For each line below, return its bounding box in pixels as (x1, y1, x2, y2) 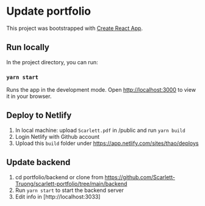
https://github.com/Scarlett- (104, 173, 176, 181)
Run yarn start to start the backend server (15, 186, 124, 194)
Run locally (6, 42, 50, 53)
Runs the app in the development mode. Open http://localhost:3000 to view (6, 86, 196, 94)
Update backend (6, 157, 71, 167)
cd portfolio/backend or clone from (15, 173, 104, 181)
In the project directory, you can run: (6, 58, 98, 65)
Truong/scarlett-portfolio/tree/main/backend (15, 180, 128, 187)
